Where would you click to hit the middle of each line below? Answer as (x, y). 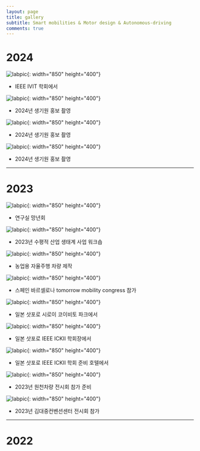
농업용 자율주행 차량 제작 (43, 266)
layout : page (22, 12)
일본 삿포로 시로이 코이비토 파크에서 (56, 314)
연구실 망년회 (30, 218)
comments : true (25, 28)
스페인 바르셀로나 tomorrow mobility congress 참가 (76, 290)
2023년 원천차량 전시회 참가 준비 (53, 387)
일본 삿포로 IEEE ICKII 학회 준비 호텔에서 (62, 363)
